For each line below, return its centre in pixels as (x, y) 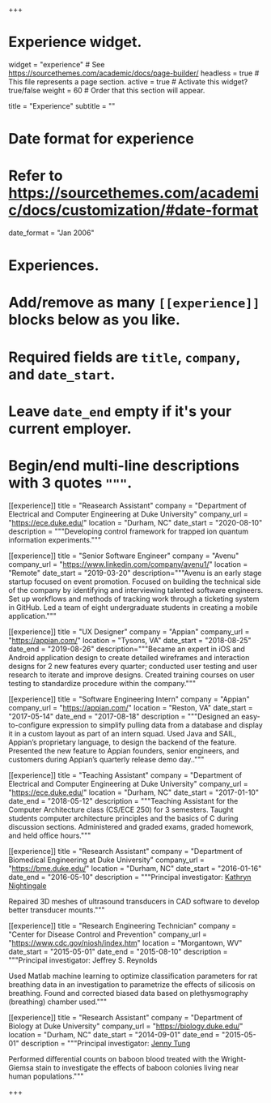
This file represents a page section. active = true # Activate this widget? (128, 81)
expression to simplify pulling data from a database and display (157, 725)
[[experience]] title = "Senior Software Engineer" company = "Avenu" (124, 556)
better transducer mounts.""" (57, 910)
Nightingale (28, 886)
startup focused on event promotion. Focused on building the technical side (135, 582)
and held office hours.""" (50, 835)
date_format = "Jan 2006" (51, 233)
